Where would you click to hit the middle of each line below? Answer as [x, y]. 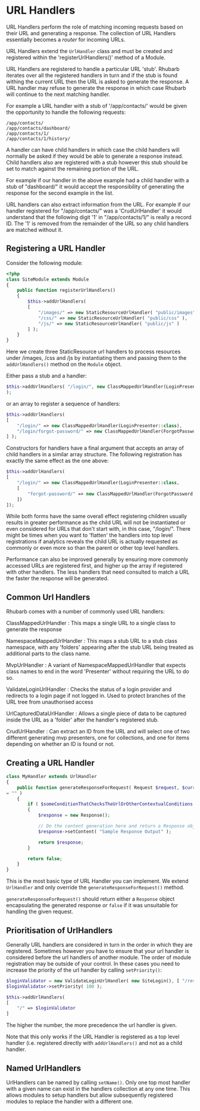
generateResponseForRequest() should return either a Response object [90, 899]
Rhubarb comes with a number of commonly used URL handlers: [85, 612]
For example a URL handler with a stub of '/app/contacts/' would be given [97, 105]
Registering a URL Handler [56, 249]
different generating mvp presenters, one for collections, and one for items [98, 738]
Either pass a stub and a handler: [47, 376]
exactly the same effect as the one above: [57, 461]
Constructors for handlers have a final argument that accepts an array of [95, 448]
